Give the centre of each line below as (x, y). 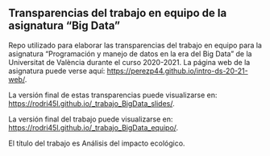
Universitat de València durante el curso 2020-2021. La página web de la (129, 62)
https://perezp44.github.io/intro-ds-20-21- (177, 71)
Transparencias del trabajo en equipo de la (118, 13)
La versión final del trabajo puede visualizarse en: (91, 119)
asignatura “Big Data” (64, 26)
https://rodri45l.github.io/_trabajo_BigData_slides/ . (91, 103)
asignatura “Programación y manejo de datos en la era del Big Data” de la (130, 53)
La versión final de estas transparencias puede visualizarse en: (113, 95)
